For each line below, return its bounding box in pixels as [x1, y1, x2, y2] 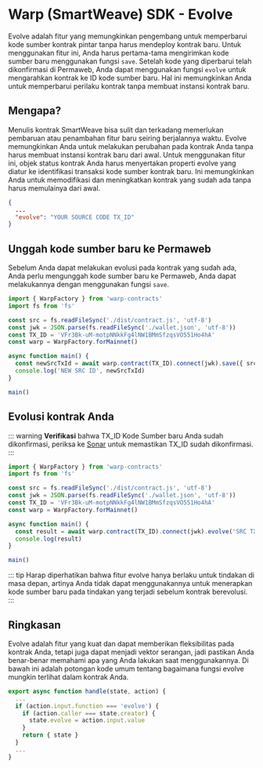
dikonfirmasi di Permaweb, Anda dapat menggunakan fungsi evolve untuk [8, 64, 247, 74]
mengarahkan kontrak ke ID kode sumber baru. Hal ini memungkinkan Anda [8, 73, 252, 82]
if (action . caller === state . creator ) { [22, 709, 156, 717]
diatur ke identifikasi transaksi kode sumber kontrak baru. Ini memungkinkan [8, 166, 254, 176]
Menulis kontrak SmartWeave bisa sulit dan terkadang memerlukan [8, 125, 225, 134]
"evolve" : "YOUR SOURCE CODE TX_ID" [15, 213, 135, 221]
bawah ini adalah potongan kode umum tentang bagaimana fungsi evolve [8, 664, 244, 673]
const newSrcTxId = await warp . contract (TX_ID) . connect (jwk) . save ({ [15, 359, 243, 368]
